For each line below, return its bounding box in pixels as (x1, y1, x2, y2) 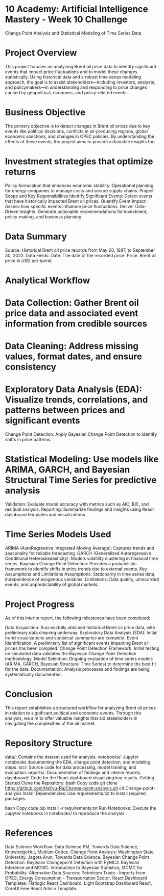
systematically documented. (5, 671, 62, 677)
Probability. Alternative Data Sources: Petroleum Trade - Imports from (5, 870, 146, 875)
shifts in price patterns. (5, 437, 52, 443)
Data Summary (5, 231, 67, 242)
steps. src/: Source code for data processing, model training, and (5, 764, 137, 770)
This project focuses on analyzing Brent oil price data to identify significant (5, 63, 157, 69)
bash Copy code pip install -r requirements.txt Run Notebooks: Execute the (5, 805, 157, 811)
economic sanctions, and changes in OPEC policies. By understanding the (5, 133, 155, 139)
